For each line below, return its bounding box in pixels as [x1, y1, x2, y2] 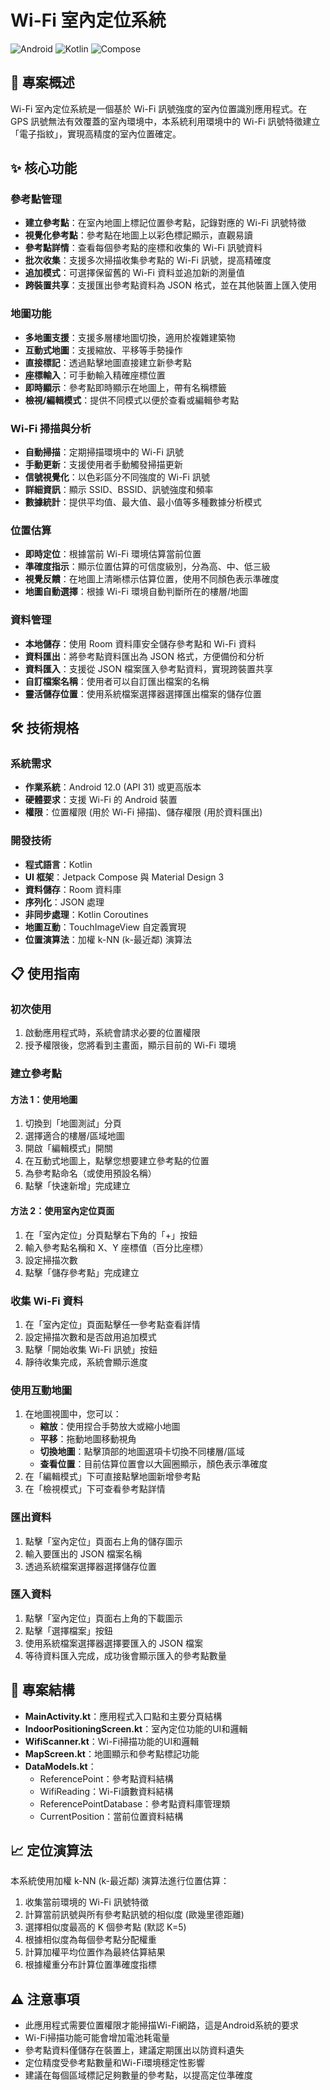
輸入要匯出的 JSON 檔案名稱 [24, 1547, 142, 1560]
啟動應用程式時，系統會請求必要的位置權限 [24, 1027, 201, 1039]
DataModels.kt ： [24, 1760, 97, 1772]
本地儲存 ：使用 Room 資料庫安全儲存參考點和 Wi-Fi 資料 [24, 637, 257, 650]
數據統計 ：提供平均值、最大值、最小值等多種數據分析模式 [24, 496, 262, 508]
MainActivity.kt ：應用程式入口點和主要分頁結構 [24, 1710, 223, 1722]
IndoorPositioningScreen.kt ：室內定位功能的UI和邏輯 [24, 1722, 248, 1735]
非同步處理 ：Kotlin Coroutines [24, 908, 149, 920]
